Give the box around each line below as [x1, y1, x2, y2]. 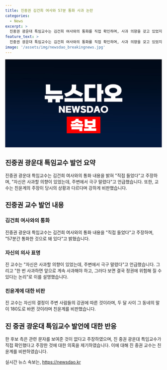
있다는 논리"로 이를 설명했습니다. [5, 274, 69, 280]
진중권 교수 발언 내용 [5, 201, 64, 209]
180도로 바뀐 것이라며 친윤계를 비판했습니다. [10, 306, 96, 312]
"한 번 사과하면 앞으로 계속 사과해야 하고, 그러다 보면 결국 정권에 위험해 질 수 [14, 268, 162, 274]
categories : [5, 13, 30, 18]
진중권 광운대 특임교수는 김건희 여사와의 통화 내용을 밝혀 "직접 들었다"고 [5, 173, 145, 179]
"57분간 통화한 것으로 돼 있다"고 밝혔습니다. [5, 235, 90, 241]
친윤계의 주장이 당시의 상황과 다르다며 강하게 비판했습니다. [14, 185, 128, 191]
